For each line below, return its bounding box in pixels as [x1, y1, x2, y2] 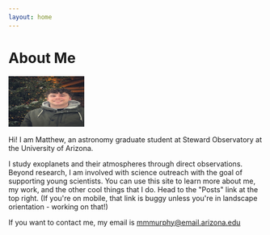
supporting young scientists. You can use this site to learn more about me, [8, 176, 256, 186]
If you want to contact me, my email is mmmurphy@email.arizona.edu [8, 217, 241, 227]
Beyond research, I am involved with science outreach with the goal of [8, 167, 243, 177]
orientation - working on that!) [8, 202, 109, 212]
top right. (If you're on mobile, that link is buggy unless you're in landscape [8, 193, 258, 203]
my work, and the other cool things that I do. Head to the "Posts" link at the [8, 184, 259, 194]
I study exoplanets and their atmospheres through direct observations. [8, 158, 243, 169]
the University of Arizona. [8, 143, 94, 153]
